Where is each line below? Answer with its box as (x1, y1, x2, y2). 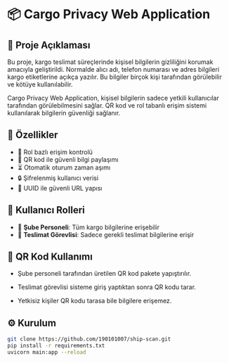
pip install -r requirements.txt (7, 343, 105, 350)
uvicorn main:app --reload (7, 349, 86, 356)
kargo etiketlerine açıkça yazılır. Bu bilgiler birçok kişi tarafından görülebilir (7, 72, 223, 81)
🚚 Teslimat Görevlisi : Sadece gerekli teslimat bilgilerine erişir (17, 230, 195, 238)
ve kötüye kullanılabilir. (7, 80, 73, 89)
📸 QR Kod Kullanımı (7, 251, 93, 263)
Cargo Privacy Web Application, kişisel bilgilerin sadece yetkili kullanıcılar (7, 94, 219, 102)
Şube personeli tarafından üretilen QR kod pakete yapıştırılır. (17, 269, 192, 278)
